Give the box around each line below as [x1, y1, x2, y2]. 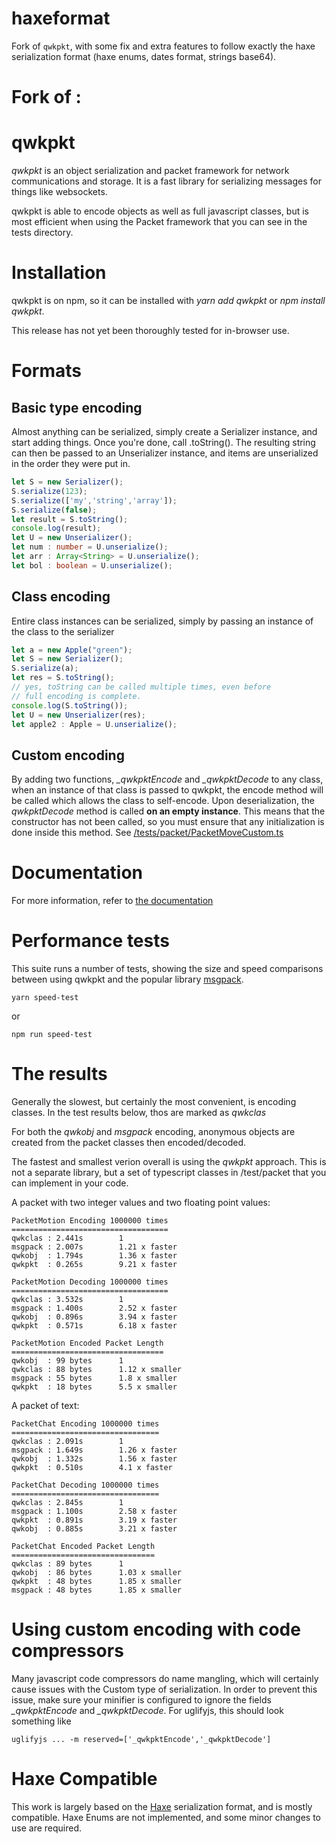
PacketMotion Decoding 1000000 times [11, 1277, 169, 1287]
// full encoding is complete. [11, 691, 142, 701]
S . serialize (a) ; [11, 663, 79, 674]
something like [11, 1715, 72, 1727]
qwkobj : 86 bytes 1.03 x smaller [11, 1568, 183, 1578]
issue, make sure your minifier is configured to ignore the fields [11, 1694, 272, 1706]
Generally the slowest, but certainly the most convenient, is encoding [11, 1096, 297, 1108]
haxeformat [11, 7, 111, 30]
